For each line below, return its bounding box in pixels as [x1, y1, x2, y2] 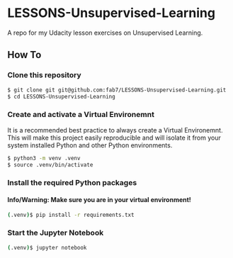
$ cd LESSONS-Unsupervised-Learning [7, 93, 115, 100]
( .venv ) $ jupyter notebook [7, 244, 87, 251]
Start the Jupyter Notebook [7, 228, 104, 238]
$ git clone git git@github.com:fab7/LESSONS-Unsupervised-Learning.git [7, 86, 227, 94]
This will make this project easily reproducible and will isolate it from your [7, 133, 221, 142]
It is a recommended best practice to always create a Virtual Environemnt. [7, 125, 223, 134]
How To [7, 49, 42, 61]
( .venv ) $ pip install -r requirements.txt [7, 211, 135, 218]
